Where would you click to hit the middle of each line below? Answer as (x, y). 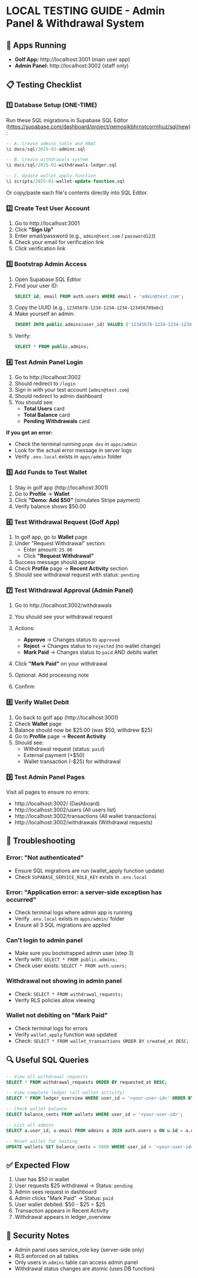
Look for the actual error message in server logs (73, 451)
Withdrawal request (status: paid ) (64, 749)
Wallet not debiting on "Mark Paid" (57, 1015)
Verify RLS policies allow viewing (55, 1000)
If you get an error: (29, 433)
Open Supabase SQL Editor (48, 279)
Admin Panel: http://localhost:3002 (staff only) (72, 66)
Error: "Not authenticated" (45, 858)
